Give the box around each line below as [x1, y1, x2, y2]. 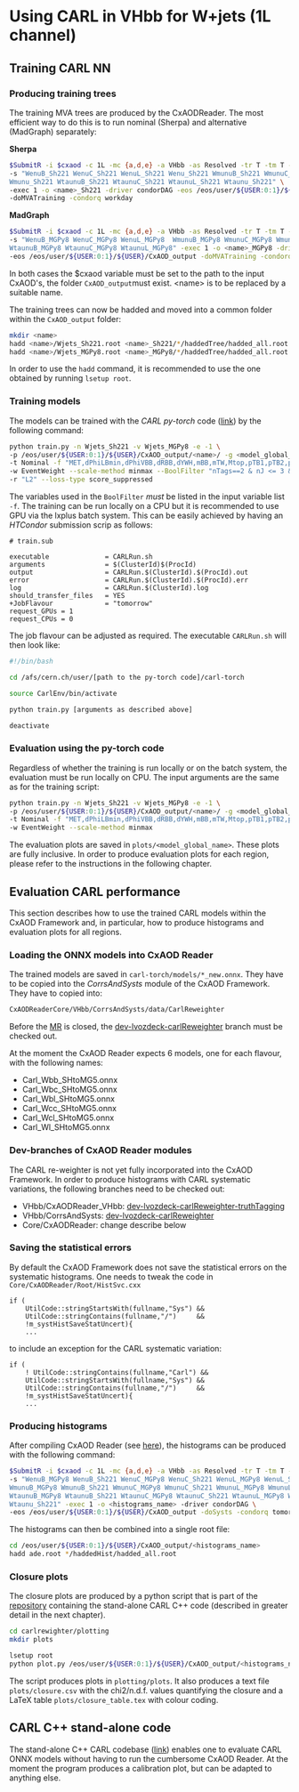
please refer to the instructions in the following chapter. [9, 859, 212, 869]
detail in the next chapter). [9, 1610, 106, 1620]
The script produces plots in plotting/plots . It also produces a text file [9, 1675, 270, 1686]
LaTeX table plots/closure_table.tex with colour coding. [9, 1694, 219, 1705]
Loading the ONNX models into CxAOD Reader [9, 948, 214, 961]
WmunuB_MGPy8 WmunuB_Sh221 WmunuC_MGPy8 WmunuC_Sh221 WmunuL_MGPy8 [9, 1483, 265, 1492]
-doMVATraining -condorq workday [9, 194, 133, 203]
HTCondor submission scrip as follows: [9, 520, 153, 530]
